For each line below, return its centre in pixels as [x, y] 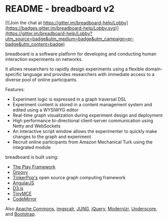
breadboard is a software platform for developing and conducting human [81, 54]
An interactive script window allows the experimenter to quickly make [85, 131]
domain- [154, 69]
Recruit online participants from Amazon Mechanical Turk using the [82, 142]
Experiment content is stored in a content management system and [82, 104]
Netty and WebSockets [36, 126]
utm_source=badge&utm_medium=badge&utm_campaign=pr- [70, 39]
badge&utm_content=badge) [35, 44]
